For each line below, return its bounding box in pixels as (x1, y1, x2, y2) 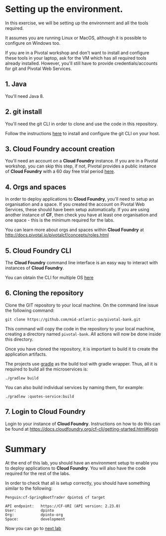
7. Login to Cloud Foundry (5, 407, 86, 416)
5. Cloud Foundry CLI (5, 246, 72, 255)
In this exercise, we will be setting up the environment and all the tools (5, 20, 149, 26)
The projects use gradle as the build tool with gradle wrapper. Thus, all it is (5, 361, 158, 367)
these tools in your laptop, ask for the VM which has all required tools (5, 55, 147, 61)
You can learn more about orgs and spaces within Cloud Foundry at (5, 227, 144, 233)
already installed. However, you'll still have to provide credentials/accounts (5, 60, 158, 66)
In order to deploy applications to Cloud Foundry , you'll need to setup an (5, 196, 154, 202)
